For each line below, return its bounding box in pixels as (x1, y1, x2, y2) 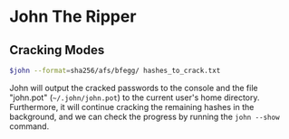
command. (9, 120, 50, 132)
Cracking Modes (9, 42, 105, 58)
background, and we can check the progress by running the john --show (9, 111, 280, 122)
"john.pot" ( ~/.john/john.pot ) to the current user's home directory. (9, 92, 260, 103)
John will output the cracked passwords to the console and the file (9, 82, 258, 93)
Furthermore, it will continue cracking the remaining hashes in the (9, 101, 255, 112)
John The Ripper (9, 6, 137, 27)
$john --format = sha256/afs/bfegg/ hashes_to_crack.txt (9, 66, 221, 75)
